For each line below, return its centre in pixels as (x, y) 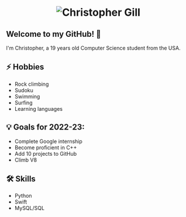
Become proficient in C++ (46, 147)
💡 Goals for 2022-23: (45, 127)
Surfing (23, 103)
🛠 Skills (21, 179)
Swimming (27, 96)
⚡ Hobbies (25, 67)
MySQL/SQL (30, 208)
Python (23, 196)
